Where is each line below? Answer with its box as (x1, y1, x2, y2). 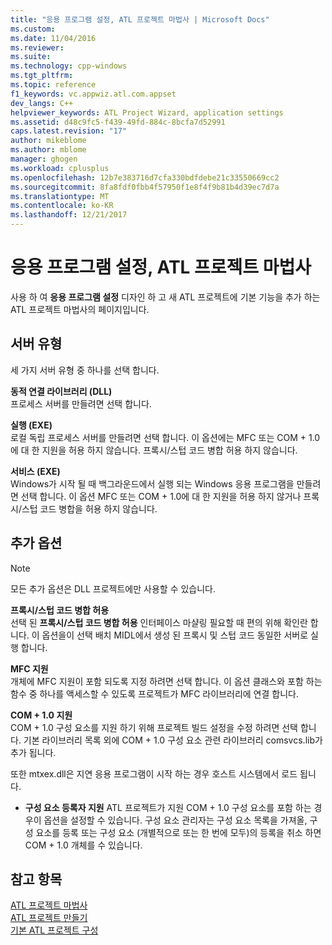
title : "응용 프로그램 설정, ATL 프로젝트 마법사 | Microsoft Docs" (10, 14, 270, 25)
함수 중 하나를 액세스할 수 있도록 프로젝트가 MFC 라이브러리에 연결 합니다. (10, 687, 299, 700)
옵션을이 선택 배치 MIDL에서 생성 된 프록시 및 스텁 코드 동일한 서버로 (41, 629, 309, 641)
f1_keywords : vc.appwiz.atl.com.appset (10, 89, 177, 99)
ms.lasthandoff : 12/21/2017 (10, 210, 128, 220)
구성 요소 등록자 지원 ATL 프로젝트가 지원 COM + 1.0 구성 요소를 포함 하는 (24, 801, 312, 813)
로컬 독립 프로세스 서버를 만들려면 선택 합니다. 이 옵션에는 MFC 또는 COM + (10, 431, 307, 443)
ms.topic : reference (10, 80, 97, 90)
